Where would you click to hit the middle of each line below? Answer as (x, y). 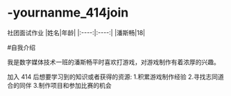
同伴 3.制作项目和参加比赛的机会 (66, 85)
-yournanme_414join (68, 13)
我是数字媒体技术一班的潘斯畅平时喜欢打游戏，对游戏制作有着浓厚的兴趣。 (113, 62)
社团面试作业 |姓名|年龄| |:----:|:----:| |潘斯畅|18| (76, 32)
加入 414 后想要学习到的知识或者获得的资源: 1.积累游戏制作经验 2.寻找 (106, 77)
